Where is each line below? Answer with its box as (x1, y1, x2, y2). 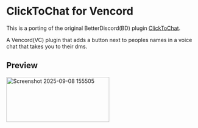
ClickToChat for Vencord (6, 4, 134, 18)
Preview (6, 60, 38, 71)
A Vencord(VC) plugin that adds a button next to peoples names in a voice (6, 36, 193, 43)
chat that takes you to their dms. (6, 43, 88, 50)
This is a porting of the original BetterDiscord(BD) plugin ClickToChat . (6, 24, 181, 32)
